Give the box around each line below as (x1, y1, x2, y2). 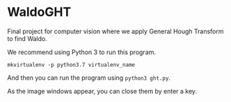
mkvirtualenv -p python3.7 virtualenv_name (7, 61, 136, 68)
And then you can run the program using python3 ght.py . (7, 74, 170, 82)
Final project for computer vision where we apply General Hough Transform (7, 27, 224, 35)
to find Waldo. (7, 34, 47, 42)
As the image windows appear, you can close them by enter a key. (7, 87, 197, 95)
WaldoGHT (7, 4, 72, 20)
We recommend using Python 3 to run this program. (7, 48, 157, 56)
